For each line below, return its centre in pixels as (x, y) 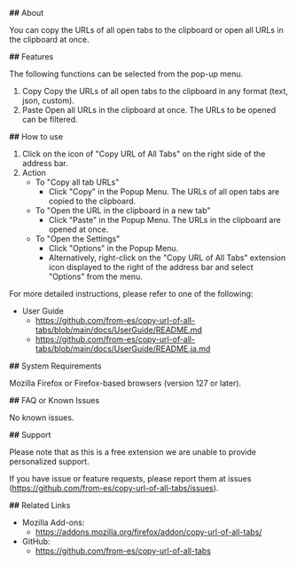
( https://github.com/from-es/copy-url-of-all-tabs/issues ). (114, 488)
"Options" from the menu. (96, 276)
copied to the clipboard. (92, 201)
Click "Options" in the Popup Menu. (113, 248)
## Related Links (40, 505)
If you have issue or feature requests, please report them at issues (130, 478)
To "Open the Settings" (78, 239)
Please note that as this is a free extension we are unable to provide (133, 452)
